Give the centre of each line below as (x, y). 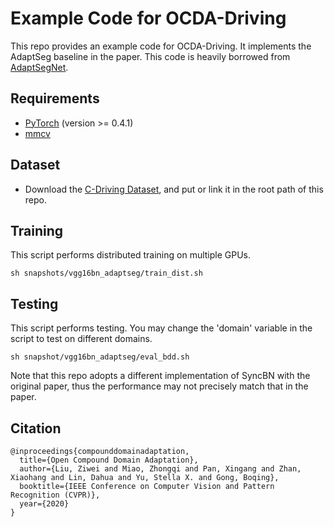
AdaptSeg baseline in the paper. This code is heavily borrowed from (150, 56)
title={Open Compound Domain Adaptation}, (109, 460)
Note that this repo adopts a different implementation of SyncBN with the (160, 376)
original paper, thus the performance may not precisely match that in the (159, 386)
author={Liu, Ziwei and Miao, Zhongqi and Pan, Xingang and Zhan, (160, 469)
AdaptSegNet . (39, 67)
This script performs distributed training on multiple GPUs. (131, 255)
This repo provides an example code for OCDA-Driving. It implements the (161, 46)
